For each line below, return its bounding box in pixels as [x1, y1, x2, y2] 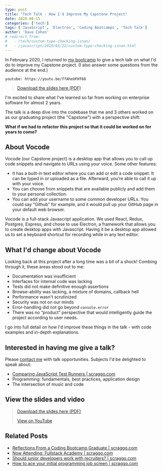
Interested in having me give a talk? [5, 343, 115, 352]
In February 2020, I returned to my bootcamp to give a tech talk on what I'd [5, 57, 156, 62]
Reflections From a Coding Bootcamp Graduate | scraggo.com [12, 445, 138, 451]
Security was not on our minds [12, 299, 74, 305]
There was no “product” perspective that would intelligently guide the [12, 310, 152, 316]
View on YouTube [17, 417, 53, 424]
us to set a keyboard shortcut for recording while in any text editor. [5, 232, 139, 238]
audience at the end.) [5, 67, 48, 73]
